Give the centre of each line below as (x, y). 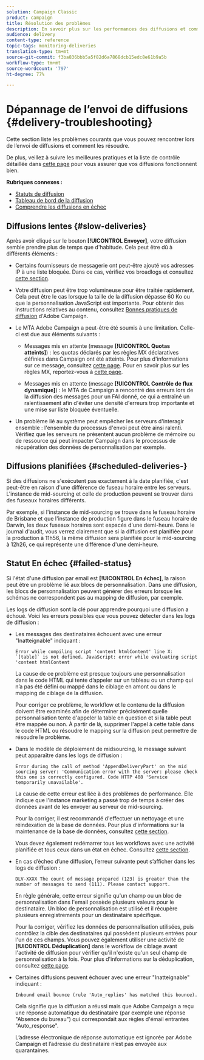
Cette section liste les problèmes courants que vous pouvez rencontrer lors (100, 139)
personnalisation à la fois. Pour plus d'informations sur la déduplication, (104, 959)
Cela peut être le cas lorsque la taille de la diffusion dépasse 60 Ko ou (102, 296)
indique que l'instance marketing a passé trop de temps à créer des (100, 800)
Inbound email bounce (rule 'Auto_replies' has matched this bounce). (106, 995)
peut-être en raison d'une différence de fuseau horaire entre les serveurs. (99, 487)
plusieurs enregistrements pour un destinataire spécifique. (88, 915)
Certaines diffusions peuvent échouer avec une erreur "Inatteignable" (102, 977)
